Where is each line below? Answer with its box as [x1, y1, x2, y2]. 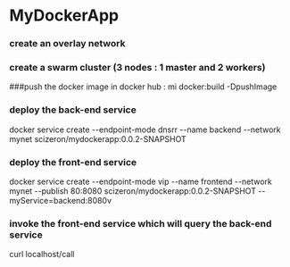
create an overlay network [9, 38, 126, 50]
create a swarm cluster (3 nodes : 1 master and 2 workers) [9, 62, 266, 74]
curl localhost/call [9, 249, 75, 260]
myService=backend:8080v [9, 196, 112, 205]
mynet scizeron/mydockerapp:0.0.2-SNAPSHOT [9, 133, 187, 144]
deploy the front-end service [9, 155, 137, 168]
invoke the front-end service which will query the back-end [9, 217, 272, 229]
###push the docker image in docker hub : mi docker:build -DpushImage [9, 81, 278, 92]
